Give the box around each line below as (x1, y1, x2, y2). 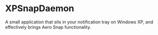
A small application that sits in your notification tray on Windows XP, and (5, 19, 154, 25)
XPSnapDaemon (5, 3, 75, 14)
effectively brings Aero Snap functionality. (5, 24, 91, 30)
